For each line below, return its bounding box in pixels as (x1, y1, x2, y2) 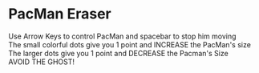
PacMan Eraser (8, 5, 111, 23)
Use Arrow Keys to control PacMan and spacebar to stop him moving (8, 31, 237, 41)
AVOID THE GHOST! (8, 57, 75, 67)
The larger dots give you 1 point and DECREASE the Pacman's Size (8, 48, 229, 58)
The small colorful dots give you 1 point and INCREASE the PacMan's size (8, 39, 251, 49)
